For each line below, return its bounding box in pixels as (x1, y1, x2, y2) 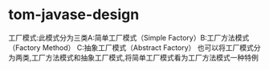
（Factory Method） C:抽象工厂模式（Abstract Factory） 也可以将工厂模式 (8, 42, 255, 52)
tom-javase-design (8, 6, 140, 24)
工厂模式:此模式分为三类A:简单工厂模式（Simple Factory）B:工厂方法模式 (8, 33, 250, 42)
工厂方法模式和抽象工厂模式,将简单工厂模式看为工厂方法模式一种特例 (31, 52, 259, 62)
